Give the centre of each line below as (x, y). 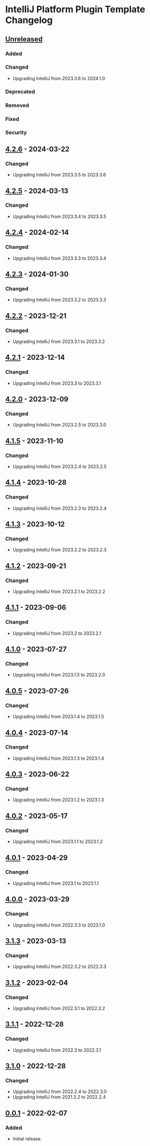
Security (16, 133)
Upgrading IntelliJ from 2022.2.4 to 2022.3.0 (59, 1092)
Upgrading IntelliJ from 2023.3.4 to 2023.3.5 (59, 216)
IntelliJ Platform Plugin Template (75, 9)
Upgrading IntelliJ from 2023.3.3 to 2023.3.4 (59, 258)
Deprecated (20, 91)
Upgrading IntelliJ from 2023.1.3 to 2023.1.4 (58, 758)
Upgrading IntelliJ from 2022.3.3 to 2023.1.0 (59, 925)
